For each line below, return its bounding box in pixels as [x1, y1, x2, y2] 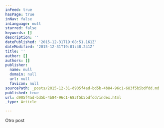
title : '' [5, 49, 26, 54]
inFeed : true [5, 7, 32, 12]
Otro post [5, 118, 25, 124]
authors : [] [5, 58, 30, 63]
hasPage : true [5, 12, 35, 17]
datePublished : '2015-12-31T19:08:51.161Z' [5, 40, 97, 45]
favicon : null [9, 81, 39, 86]
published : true [5, 90, 39, 95]
